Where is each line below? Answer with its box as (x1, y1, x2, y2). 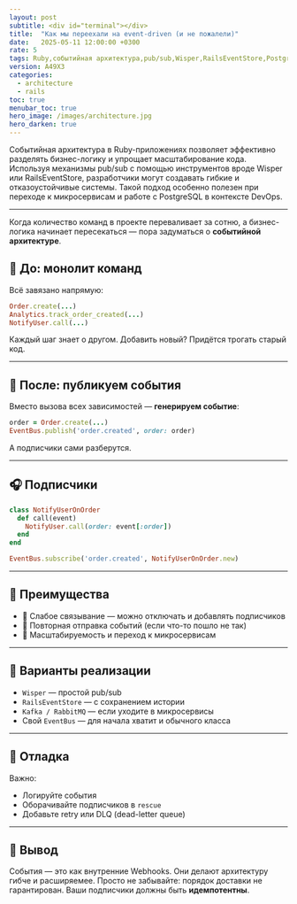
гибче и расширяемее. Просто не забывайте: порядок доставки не (9, 876, 263, 886)
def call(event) (17, 514, 77, 522)
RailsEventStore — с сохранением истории (21, 696, 186, 707)
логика (9, 227, 35, 236)
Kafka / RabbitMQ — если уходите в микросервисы (21, 706, 215, 716)
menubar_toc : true (9, 104, 77, 112)
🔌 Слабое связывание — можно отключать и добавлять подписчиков (21, 610, 286, 621)
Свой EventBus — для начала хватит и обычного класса (21, 715, 232, 726)
